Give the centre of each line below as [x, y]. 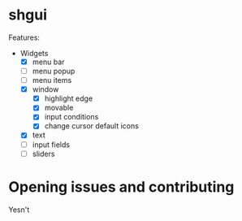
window [45, 89]
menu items [52, 80]
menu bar [48, 62]
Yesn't [19, 210]
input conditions [71, 117]
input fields [51, 145]
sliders [43, 154]
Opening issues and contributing [121, 186]
